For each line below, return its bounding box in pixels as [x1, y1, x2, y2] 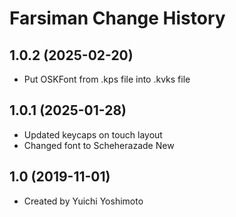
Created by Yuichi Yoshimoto [23, 195, 144, 207]
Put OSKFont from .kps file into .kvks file [23, 73, 191, 85]
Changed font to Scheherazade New [23, 139, 175, 151]
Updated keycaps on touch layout [23, 128, 163, 141]
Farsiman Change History [9, 7, 226, 30]
